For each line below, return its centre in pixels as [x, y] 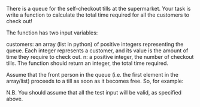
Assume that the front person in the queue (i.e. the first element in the [92, 75]
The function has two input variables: [52, 33]
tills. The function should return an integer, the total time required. [87, 63]
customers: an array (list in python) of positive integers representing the [95, 44]
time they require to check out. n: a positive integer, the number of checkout [100, 57]
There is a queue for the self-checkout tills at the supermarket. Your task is [99, 9]
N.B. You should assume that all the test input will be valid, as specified [94, 92]
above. [15, 99]
